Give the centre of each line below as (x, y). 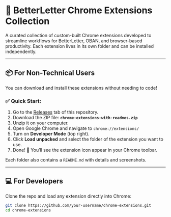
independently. (21, 51)
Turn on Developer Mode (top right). (51, 134)
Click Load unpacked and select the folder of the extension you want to (88, 139)
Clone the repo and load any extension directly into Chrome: (68, 196)
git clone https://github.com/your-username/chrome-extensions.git (78, 205)
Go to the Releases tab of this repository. (55, 112)
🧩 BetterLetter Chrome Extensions (79, 10)
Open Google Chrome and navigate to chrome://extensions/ (76, 128)
